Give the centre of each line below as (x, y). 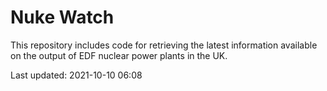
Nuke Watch (62, 17)
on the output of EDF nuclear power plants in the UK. (119, 55)
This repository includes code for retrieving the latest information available (164, 45)
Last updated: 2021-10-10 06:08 (76, 75)
